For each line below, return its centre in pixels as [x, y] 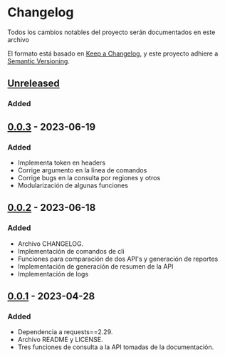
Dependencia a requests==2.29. [65, 332]
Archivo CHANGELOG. [51, 244]
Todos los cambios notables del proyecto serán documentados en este [111, 32]
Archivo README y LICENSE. [60, 340]
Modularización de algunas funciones [73, 185]
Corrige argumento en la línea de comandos [82, 170]
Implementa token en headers [61, 162]
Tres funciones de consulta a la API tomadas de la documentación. [116, 347]
